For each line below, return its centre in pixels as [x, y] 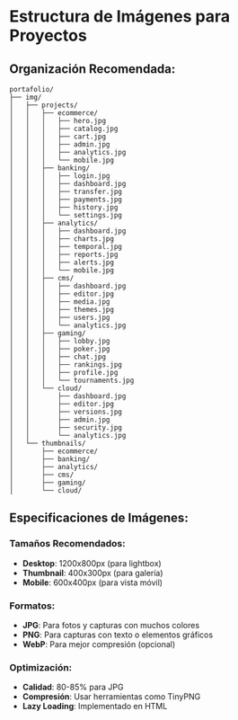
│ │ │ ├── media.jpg [60, 302]
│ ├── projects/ [44, 105]
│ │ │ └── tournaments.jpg [72, 380]
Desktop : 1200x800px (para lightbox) [92, 563]
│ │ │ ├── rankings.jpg [66, 365]
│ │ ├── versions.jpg [66, 412]
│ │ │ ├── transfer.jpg [66, 191]
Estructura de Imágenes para [120, 17]
